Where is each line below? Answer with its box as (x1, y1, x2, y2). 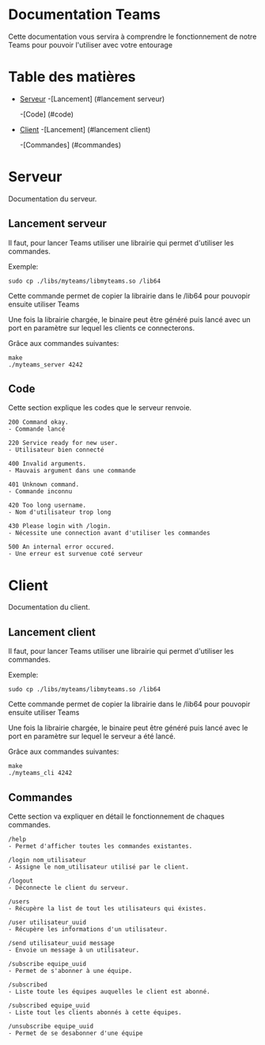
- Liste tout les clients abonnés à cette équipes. (8, 1009, 182, 1016)
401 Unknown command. (8, 481, 80, 488)
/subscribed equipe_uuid (8, 1001, 90, 1009)
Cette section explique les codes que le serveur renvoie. (8, 403, 192, 412)
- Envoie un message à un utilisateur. (8, 946, 140, 954)
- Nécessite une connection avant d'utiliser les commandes (8, 529, 211, 538)
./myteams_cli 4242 (8, 769, 73, 777)
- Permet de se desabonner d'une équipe (8, 1029, 144, 1037)
